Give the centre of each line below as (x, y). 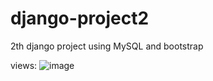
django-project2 (80, 18)
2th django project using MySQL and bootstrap (107, 46)
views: (24, 65)
